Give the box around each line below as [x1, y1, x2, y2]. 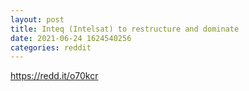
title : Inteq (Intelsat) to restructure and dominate [10, 24, 240, 34]
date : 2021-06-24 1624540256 [10, 33, 132, 43]
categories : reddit [10, 42, 92, 53]
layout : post [10, 14, 65, 25]
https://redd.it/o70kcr [10, 70, 99, 82]
